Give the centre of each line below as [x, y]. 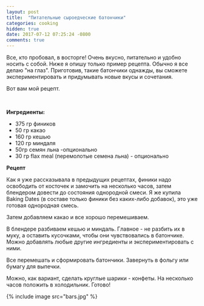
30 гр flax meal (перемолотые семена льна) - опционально [92, 156]
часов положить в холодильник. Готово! [59, 285]
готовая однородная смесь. [42, 205]
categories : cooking [32, 23]
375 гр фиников [35, 124]
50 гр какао [30, 130]
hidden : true [23, 29]
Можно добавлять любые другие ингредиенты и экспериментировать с [100, 242]
